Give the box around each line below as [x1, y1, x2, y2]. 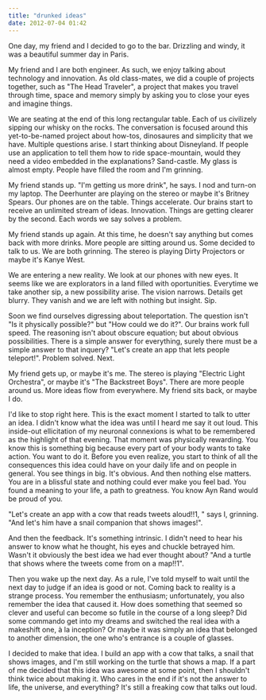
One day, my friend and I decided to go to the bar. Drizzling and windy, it [8, 41, 245, 50]
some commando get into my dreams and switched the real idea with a [8, 616, 241, 625]
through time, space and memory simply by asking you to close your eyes [8, 90, 250, 99]
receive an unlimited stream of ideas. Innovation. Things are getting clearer [8, 205, 254, 215]
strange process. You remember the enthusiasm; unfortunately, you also [8, 590, 245, 601]
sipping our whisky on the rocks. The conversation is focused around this [8, 122, 249, 132]
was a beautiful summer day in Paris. [8, 49, 129, 59]
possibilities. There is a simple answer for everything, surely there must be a [8, 336, 258, 346]
